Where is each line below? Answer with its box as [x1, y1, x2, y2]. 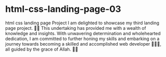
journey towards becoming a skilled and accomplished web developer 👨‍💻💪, [5, 41, 161, 47]
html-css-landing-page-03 [5, 3, 122, 15]
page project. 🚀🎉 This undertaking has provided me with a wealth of [5, 25, 146, 31]
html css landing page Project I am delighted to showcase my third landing [5, 20, 159, 26]
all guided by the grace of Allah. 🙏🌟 [5, 46, 78, 52]
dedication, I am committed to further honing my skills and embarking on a [5, 36, 160, 42]
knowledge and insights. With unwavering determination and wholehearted [5, 30, 161, 36]
